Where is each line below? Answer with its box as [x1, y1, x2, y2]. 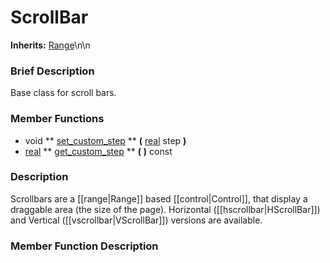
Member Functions [10, 112, 105, 126]
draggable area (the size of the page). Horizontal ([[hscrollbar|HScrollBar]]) [10, 203, 321, 215]
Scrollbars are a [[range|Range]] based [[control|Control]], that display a [10, 192, 308, 205]
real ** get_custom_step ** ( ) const [24, 145, 173, 157]
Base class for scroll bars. [10, 87, 117, 99]
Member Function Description [10, 239, 159, 253]
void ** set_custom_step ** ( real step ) [24, 134, 187, 146]
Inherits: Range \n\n [10, 39, 91, 51]
